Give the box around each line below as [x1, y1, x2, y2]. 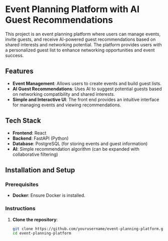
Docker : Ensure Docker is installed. [12, 193, 86, 199]
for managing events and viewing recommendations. [12, 102, 121, 108]
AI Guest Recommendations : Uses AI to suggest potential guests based [12, 86, 162, 92]
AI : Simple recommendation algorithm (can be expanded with [12, 146, 139, 152]
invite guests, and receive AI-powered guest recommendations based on [5, 36, 156, 42]
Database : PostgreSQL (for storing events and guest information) [12, 140, 148, 147]
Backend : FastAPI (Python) [12, 135, 69, 141]
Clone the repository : [12, 216, 58, 222]
